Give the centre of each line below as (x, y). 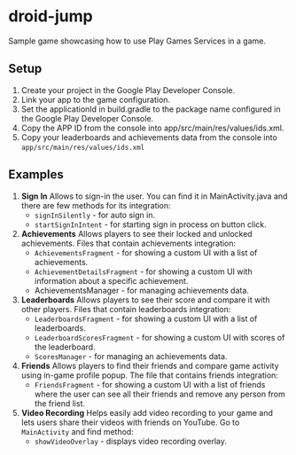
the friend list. (60, 403)
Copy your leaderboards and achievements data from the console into (149, 137)
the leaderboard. (65, 347)
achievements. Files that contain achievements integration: (129, 243)
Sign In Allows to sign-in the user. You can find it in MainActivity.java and (154, 196)
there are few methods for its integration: (96, 205)
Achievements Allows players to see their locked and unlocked (137, 233)
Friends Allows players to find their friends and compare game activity (150, 365)
